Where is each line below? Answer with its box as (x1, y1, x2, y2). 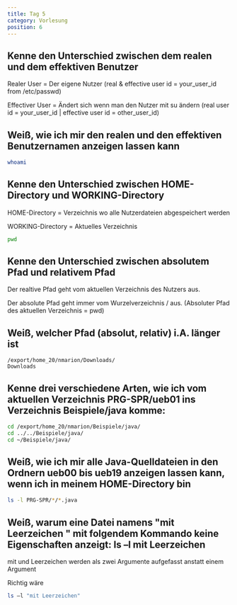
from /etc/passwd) (7, 87, 62, 96)
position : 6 (7, 23, 42, 30)
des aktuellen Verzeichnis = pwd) (7, 306, 105, 315)
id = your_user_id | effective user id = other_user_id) (7, 108, 160, 117)
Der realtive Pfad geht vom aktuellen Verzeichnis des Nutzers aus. (7, 285, 200, 294)
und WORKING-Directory (52, 189, 165, 202)
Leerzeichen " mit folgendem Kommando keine (7, 527, 219, 539)
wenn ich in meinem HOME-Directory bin (7, 478, 191, 490)
